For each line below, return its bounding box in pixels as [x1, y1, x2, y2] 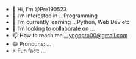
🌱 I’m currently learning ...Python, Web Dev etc [12, 19, 130, 25]
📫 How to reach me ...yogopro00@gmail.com [12, 32, 128, 39]
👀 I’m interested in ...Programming [12, 12, 98, 19]
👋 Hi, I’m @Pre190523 [12, 6, 67, 13]
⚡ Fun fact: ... [12, 47, 46, 54]
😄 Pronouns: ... [12, 40, 52, 48]
